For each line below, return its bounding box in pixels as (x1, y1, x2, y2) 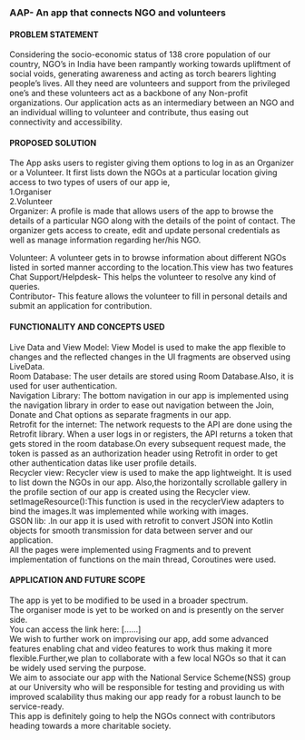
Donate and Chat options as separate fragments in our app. (9, 409, 231, 419)
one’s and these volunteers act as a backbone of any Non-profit (9, 88, 248, 99)
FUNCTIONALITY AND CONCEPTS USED (9, 321, 165, 332)
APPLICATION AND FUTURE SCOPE (9, 575, 146, 586)
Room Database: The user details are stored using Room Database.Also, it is (9, 370, 294, 381)
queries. (9, 281, 41, 292)
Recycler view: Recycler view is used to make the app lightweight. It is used (9, 467, 292, 478)
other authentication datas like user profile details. (9, 457, 197, 469)
